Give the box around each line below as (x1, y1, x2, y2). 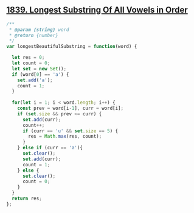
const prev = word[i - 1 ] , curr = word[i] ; (17, 106, 123, 112)
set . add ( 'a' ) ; (17, 77, 53, 83)
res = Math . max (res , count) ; (28, 134, 102, 140)
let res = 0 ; (12, 55, 45, 61)
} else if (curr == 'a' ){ (17, 145, 83, 151)
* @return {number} (9, 32, 59, 38)
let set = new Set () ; (12, 66, 67, 72)
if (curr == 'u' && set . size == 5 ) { (22, 127, 119, 134)
